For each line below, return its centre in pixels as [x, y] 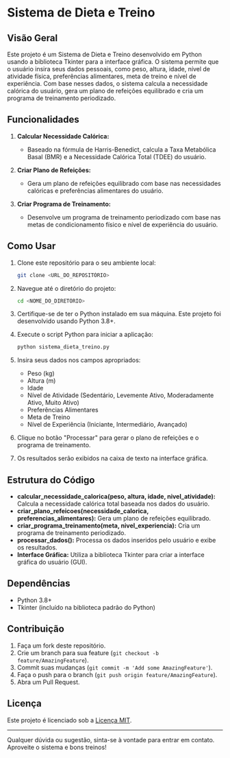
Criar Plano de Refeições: [54, 170]
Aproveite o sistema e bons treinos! [57, 747]
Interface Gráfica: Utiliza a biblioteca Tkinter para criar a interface [111, 555]
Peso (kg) [41, 374]
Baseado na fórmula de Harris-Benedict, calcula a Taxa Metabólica [122, 150]
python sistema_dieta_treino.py [63, 347]
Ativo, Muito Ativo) [53, 403]
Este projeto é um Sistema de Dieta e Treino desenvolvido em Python [104, 54]
